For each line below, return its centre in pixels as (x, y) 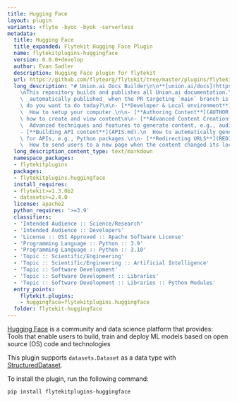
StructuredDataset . (35, 365)
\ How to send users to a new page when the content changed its (120, 145)
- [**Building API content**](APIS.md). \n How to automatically (118, 132)
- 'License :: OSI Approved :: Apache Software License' (99, 237)
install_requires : (41, 184)
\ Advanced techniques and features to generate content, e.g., (118, 125)
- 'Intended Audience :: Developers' (69, 230)
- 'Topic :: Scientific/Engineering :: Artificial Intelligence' (112, 263)
